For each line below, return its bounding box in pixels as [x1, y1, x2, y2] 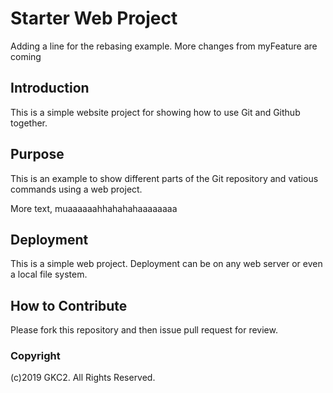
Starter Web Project [10, 7, 178, 30]
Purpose [10, 146, 65, 163]
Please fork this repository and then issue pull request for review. [10, 324, 278, 336]
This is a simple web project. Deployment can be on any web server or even [10, 258, 323, 270]
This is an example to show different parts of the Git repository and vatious [10, 172, 319, 184]
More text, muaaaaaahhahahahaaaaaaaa [10, 202, 178, 214]
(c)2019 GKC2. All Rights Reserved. [10, 372, 156, 384]
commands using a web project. [10, 183, 143, 195]
